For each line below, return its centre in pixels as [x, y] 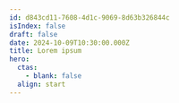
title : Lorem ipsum [46, 51]
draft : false [34, 34]
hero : [19, 59]
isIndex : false [38, 26]
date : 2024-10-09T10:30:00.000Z [69, 43]
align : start [42, 84]
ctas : [28, 68]
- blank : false [54, 76]
